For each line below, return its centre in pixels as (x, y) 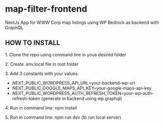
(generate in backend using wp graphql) (82, 98)
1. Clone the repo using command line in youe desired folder (66, 54)
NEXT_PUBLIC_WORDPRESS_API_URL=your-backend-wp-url (74, 83)
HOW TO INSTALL (33, 43)
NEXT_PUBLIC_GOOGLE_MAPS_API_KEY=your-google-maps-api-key (82, 88)
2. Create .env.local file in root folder (42, 64)
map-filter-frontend (46, 9)
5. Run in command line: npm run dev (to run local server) (63, 117)
